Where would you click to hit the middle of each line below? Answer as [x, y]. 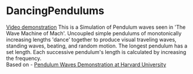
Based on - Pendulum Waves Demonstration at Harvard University [86, 64]
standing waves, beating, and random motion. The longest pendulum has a [97, 46]
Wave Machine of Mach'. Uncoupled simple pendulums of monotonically [94, 33]
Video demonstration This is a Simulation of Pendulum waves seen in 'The [96, 27]
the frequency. [24, 58]
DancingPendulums [55, 11]
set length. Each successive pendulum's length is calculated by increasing [96, 52]
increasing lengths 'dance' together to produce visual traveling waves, [91, 39]
